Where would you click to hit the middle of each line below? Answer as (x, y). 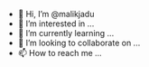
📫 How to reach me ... (60, 53)
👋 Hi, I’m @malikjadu (56, 14)
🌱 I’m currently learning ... (66, 33)
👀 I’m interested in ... (56, 24)
